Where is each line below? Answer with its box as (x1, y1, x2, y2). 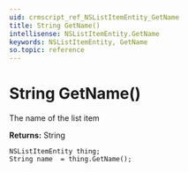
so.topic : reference (9, 46, 86, 55)
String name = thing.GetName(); (9, 155, 132, 164)
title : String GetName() (9, 21, 101, 30)
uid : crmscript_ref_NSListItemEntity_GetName (9, 12, 179, 22)
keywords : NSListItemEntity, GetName (9, 37, 148, 47)
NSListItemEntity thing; (9, 147, 101, 156)
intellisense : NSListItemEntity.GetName (9, 29, 161, 38)
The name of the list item (9, 113, 100, 123)
